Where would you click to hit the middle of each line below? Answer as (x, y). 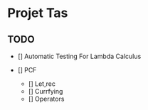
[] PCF (27, 70)
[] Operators (46, 99)
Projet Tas (38, 13)
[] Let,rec (42, 84)
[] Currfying (46, 91)
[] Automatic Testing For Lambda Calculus (79, 56)
